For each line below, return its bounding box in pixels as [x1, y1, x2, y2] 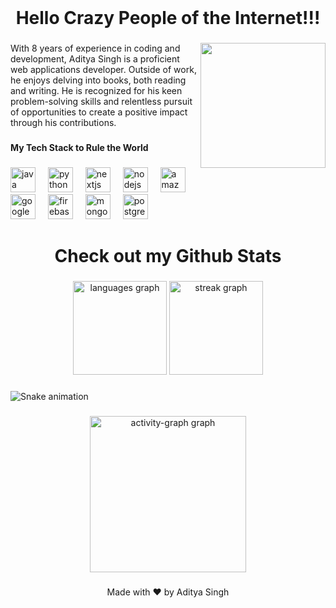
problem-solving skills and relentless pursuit [10, 96, 193, 108]
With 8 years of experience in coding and [10, 42, 181, 55]
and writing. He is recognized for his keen [10, 85, 183, 97]
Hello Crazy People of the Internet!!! [15, 7, 321, 30]
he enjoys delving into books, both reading [10, 74, 187, 86]
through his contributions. [10, 117, 117, 129]
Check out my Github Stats [54, 245, 282, 268]
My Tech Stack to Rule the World [10, 142, 149, 154]
